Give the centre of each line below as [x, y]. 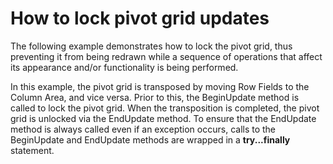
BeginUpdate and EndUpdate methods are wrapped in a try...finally [150, 139]
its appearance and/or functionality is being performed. [124, 67]
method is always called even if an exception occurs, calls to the [143, 129]
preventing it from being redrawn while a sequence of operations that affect [166, 56]
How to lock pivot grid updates [140, 18]
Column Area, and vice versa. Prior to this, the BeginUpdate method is [155, 97]
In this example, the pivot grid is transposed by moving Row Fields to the [160, 86]
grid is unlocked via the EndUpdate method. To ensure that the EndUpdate [163, 118]
